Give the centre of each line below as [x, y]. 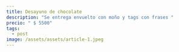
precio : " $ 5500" [29, 23]
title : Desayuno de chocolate [44, 12]
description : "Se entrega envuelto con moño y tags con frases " [90, 17]
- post [20, 34]
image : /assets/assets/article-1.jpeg [55, 39]
